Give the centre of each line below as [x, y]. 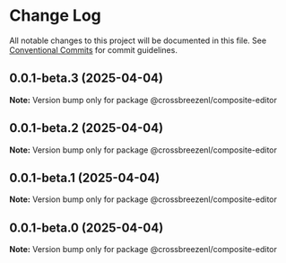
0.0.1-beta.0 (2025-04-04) [87, 228]
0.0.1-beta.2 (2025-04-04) [87, 128]
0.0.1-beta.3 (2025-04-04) [87, 79]
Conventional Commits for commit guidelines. [93, 49]
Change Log [55, 16]
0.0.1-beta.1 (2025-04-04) [85, 177]
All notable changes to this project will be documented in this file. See [138, 40]
